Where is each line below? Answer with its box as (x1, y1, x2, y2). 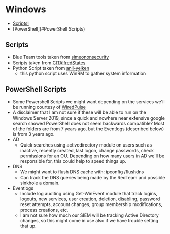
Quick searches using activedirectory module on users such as (20, 141, 152, 148)
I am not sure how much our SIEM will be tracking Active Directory (20, 212, 159, 218)
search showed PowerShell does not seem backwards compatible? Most (12, 120, 165, 126)
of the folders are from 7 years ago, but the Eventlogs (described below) (12, 126, 164, 132)
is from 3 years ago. (12, 131, 55, 137)
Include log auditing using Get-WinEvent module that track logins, (20, 190, 158, 196)
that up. (20, 223, 37, 229)
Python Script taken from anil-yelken (12, 65, 90, 71)
